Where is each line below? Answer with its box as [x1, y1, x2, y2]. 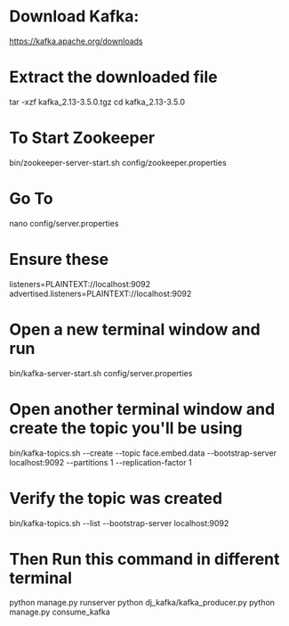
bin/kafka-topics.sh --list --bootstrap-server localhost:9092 [9, 517, 229, 528]
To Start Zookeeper [9, 128, 156, 148]
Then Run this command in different [9, 548, 280, 569]
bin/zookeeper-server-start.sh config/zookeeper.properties [9, 157, 227, 168]
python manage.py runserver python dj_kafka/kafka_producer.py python [9, 597, 276, 608]
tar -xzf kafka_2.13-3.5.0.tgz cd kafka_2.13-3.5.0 [9, 96, 185, 107]
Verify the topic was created [9, 488, 223, 508]
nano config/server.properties [9, 218, 119, 228]
